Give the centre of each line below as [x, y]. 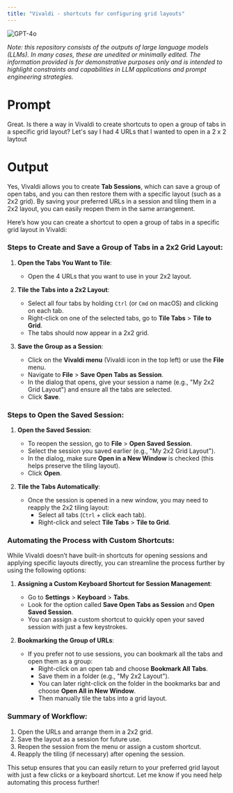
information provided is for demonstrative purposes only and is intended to [115, 62]
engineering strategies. [40, 77]
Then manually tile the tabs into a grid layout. [103, 698]
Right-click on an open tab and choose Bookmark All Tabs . [123, 669]
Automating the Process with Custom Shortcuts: [91, 541]
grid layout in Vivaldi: [37, 229]
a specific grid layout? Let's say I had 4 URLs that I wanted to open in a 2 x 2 [117, 131]
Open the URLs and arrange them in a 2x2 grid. [85, 732]
